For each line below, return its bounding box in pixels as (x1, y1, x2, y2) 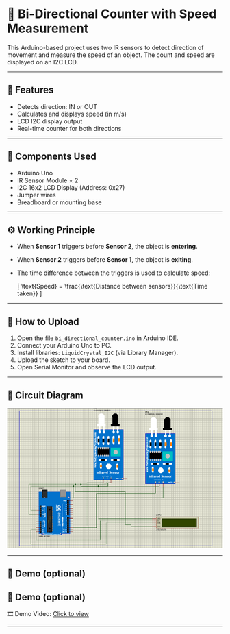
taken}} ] (16, 289, 42, 297)
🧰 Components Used (7, 151, 97, 162)
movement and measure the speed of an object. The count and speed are (7, 51, 216, 59)
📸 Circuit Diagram (7, 389, 84, 401)
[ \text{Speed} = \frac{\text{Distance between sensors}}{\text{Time (16, 282, 208, 291)
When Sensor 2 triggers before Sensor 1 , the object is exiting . (16, 256, 193, 264)
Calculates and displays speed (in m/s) (16, 110, 127, 118)
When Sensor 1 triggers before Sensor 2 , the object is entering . (16, 243, 198, 251)
